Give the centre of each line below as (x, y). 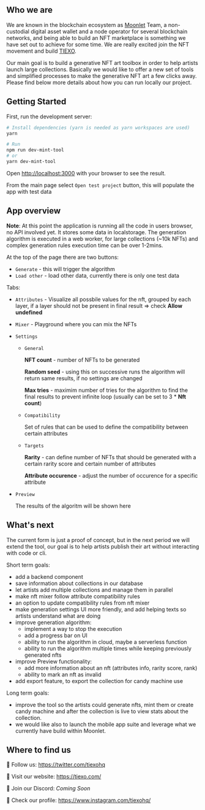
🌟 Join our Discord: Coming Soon (48, 789)
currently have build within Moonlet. (60, 731)
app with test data (29, 191)
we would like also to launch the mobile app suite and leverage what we (106, 724)
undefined (29, 312)
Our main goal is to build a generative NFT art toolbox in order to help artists (102, 63)
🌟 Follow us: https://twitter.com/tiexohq (56, 765)
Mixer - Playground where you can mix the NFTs (76, 324)
